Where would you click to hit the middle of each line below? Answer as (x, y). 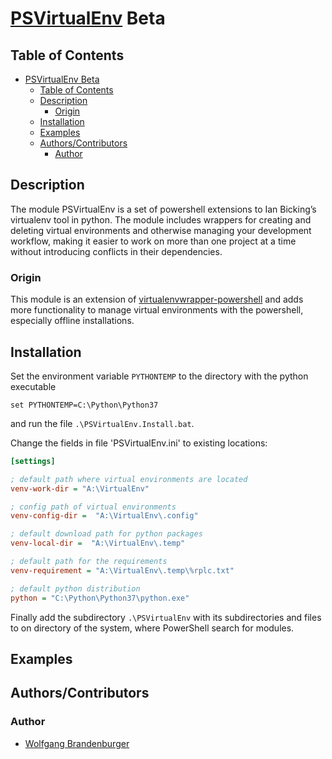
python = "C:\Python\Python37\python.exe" (100, 598)
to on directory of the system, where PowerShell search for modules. (152, 628)
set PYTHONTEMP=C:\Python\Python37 (84, 405)
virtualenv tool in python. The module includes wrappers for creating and (161, 219)
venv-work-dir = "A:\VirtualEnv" (80, 488)
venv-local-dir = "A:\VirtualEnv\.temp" (98, 543)
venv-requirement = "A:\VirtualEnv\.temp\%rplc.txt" (122, 570)
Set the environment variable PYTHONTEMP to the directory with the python (159, 376)
